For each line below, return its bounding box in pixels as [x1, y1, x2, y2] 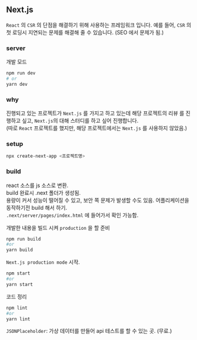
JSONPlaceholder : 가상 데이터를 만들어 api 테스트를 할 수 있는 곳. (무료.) [6, 327, 172, 335]
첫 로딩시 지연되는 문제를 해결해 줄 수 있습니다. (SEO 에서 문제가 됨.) [6, 29, 164, 36]
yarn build [6, 247, 33, 253]
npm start [6, 270, 31, 276]
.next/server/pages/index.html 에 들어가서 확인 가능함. [6, 211, 139, 219]
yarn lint [6, 316, 31, 322]
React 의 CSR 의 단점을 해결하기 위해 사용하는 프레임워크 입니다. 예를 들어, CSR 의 [6, 21, 192, 29]
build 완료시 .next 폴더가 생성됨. [6, 189, 81, 196]
